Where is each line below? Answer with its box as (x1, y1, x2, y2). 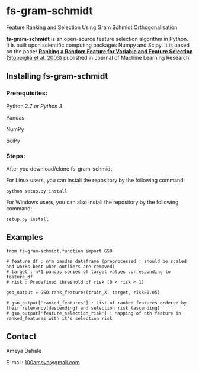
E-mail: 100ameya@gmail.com (6, 358, 80, 365)
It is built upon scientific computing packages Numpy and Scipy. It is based (6, 41, 190, 49)
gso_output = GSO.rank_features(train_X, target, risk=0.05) (6, 289, 161, 296)
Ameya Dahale (6, 347, 42, 354)
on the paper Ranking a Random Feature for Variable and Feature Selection (6, 47, 193, 54)
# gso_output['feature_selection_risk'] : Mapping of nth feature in (6, 310, 182, 316)
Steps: (6, 152, 25, 160)
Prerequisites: (6, 89, 48, 97)
